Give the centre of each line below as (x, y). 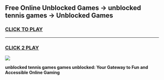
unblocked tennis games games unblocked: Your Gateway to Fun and (77, 67)
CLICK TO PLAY (24, 30)
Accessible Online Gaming (32, 72)
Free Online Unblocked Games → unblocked (73, 8)
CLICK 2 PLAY (22, 48)
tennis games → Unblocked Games (59, 16)
